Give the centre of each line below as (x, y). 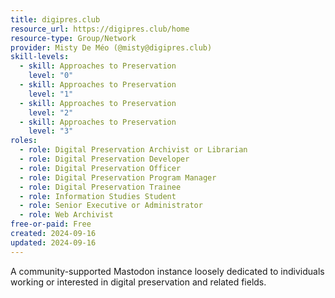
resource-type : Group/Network (73, 38)
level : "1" (51, 94)
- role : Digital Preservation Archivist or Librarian (133, 150)
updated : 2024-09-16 (53, 242)
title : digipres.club (55, 19)
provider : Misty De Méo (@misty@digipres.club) (111, 47)
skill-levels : (40, 57)
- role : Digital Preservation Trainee (100, 187)
